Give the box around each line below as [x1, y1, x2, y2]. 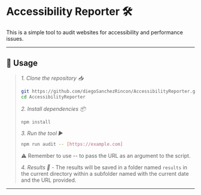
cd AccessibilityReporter [20, 94, 86, 100]
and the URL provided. [20, 176, 77, 184]
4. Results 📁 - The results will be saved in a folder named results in [20, 164, 187, 171]
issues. [6, 35, 24, 42]
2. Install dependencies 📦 [20, 105, 86, 112]
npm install [20, 119, 51, 125]
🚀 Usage [6, 58, 38, 68]
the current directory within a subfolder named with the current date [20, 170, 190, 178]
